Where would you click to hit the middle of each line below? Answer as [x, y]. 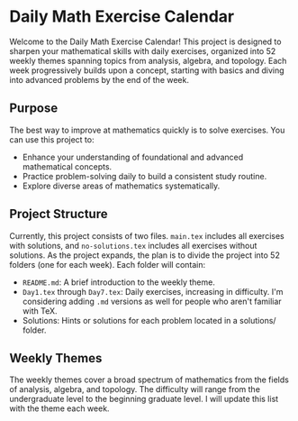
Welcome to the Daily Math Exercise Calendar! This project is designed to [145, 41]
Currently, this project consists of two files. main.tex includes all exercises [147, 235]
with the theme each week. [59, 408]
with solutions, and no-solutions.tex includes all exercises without [133, 245]
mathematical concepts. [67, 166]
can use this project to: [52, 139]
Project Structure [59, 214]
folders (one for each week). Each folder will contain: [108, 264]
